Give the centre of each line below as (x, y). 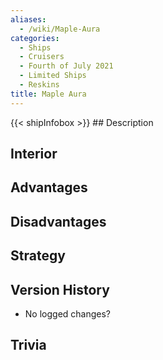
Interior (34, 154)
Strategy (38, 256)
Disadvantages (58, 221)
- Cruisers (42, 57)
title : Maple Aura (48, 94)
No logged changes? (68, 314)
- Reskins (39, 85)
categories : (35, 38)
